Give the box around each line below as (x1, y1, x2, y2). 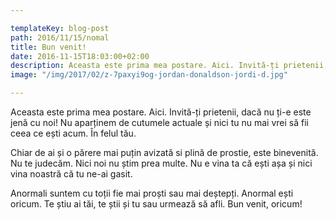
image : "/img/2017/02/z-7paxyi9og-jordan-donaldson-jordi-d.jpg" (10, 70, 288, 80)
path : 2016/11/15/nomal (10, 32, 110, 43)
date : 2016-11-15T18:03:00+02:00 (10, 51, 150, 61)
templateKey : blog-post (10, 23, 110, 33)
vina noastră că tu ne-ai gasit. (10, 168, 133, 180)
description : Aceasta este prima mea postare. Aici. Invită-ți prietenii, (10, 61, 329, 71)
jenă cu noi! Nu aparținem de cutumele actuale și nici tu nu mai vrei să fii (10, 117, 309, 128)
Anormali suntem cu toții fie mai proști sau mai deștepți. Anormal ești (10, 187, 294, 199)
